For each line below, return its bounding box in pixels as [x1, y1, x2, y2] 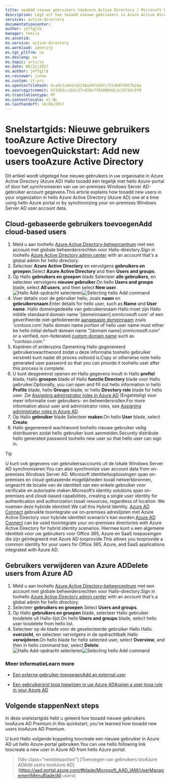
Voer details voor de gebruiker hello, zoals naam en [12, 295, 120, 301]
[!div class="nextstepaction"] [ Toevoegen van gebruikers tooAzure [17, 756, 158, 762]
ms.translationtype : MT [5, 92, 56, 97]
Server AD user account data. [5, 205, 67, 211]
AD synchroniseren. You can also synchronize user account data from [5, 465, 150, 472]
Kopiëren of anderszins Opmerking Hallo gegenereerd [12, 344, 125, 350]
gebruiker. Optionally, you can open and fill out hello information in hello [12, 381, 161, 387]
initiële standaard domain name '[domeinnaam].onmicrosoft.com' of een [12, 311, 163, 317]
